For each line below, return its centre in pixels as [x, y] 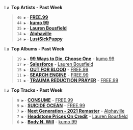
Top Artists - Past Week [37, 7]
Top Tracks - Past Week [37, 90]
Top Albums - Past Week [38, 49]
